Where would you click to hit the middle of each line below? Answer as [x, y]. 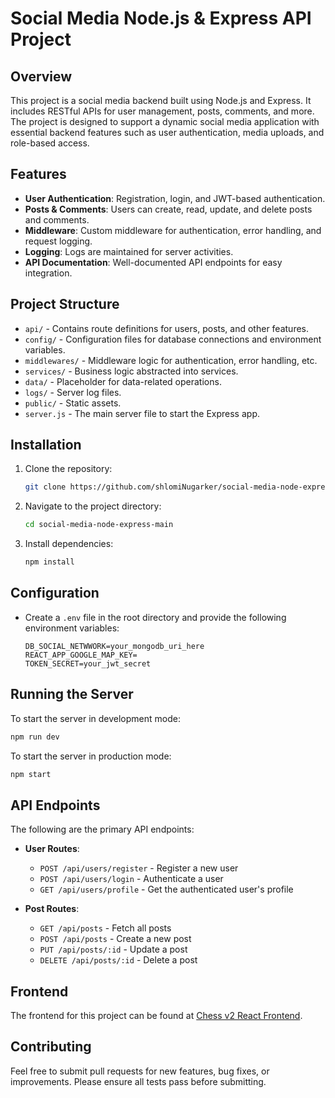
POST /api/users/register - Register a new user [139, 868]
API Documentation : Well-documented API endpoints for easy [153, 262]
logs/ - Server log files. [73, 392]
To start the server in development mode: [95, 718]
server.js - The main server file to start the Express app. [142, 413]
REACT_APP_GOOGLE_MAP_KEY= [81, 655]
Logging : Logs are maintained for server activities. [129, 251]
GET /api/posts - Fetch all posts [105, 928]
